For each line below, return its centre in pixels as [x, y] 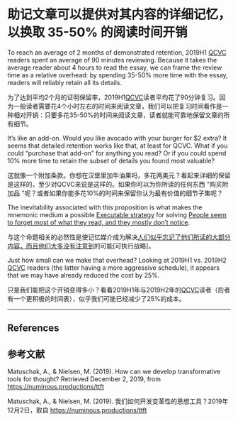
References [33, 328]
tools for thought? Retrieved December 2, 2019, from [84, 379]
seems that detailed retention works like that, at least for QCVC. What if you [118, 146]
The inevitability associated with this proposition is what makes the [105, 207]
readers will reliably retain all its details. [65, 82]
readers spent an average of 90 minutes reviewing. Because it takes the [112, 60]
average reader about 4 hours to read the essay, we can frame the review [115, 67]
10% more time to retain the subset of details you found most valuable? [111, 160]
